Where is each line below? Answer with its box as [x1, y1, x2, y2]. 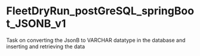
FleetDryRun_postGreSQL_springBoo [6, 4, 195, 18]
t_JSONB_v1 [6, 17, 66, 30]
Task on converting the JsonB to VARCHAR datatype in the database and [6, 36, 186, 43]
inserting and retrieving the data [6, 43, 85, 50]
